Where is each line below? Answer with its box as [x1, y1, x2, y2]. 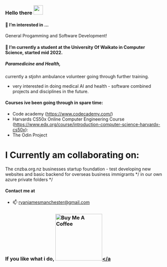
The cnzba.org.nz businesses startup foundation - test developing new [5, 166, 151, 172]
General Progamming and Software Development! [5, 33, 107, 39]
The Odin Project [12, 132, 47, 138]
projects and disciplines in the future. [12, 88, 89, 94]
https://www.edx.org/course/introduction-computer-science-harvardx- [14, 121, 161, 127]
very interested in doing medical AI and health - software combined [12, 83, 151, 89]
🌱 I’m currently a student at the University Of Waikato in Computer [5, 44, 146, 50]
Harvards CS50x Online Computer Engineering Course [12, 116, 125, 122]
